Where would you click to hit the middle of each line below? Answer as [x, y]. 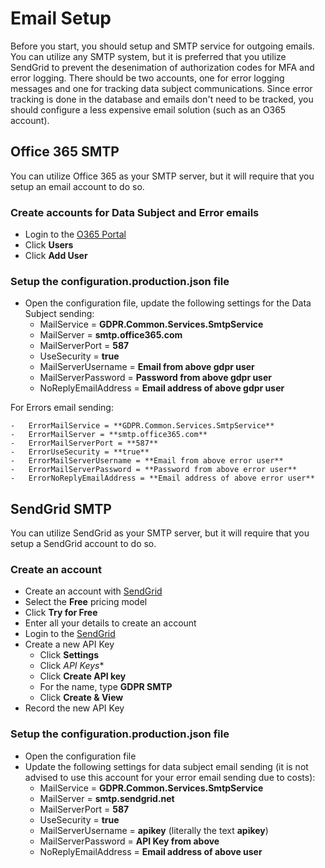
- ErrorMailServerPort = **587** [84, 443]
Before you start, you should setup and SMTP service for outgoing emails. [162, 46]
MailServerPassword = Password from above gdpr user [156, 378]
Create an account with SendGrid [93, 591]
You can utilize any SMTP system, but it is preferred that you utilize [148, 56]
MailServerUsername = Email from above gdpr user [147, 367]
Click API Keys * [72, 666]
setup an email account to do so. [77, 186]
